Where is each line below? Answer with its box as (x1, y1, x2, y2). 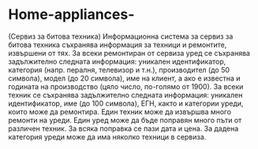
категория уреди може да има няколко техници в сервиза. (8, 132, 207, 141)
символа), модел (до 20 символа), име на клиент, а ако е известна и (8, 73, 241, 83)
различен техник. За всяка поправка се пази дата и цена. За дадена (8, 124, 239, 133)
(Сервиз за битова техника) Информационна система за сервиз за (8, 32, 234, 41)
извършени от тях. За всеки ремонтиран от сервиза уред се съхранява (8, 48, 251, 58)
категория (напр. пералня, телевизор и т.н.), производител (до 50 (8, 65, 230, 74)
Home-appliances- (8, 6, 135, 24)
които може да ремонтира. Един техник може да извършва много (8, 106, 231, 116)
